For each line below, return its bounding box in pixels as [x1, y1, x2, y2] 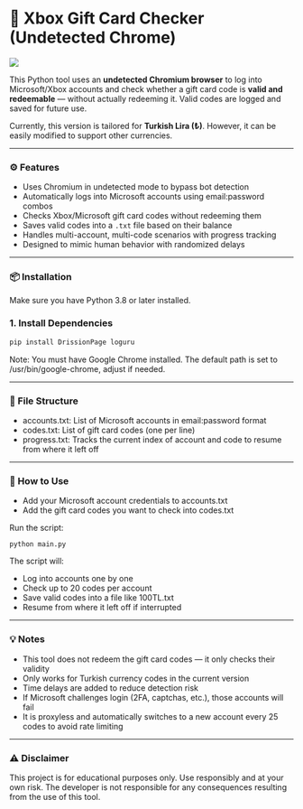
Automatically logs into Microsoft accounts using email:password [22, 191, 265, 202]
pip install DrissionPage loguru [9, 338, 135, 347]
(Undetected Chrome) [9, 27, 177, 48]
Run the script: [9, 523, 64, 534]
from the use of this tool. [9, 791, 101, 802]
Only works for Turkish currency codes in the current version [22, 673, 250, 683]
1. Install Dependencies [9, 317, 114, 330]
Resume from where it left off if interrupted [22, 602, 182, 613]
